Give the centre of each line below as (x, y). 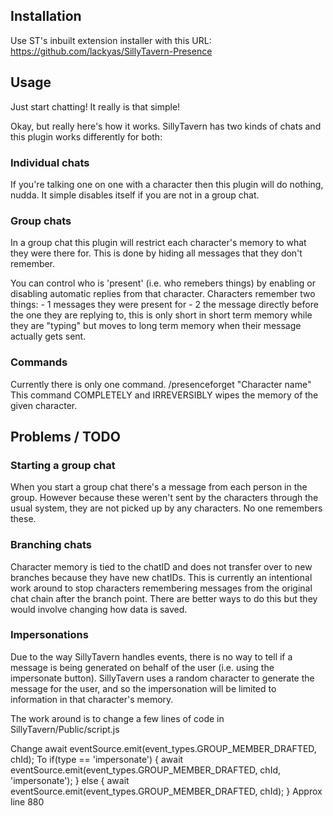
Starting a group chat (63, 465)
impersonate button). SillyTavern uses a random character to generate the (162, 678)
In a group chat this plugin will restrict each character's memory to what (158, 243)
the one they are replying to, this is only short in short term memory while (161, 315)
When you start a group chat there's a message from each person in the (159, 487)
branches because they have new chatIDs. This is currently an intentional (161, 577)
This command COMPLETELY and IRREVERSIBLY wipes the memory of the (164, 395)
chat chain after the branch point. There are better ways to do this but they (164, 598)
